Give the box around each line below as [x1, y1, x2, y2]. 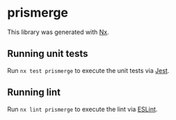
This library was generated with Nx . [7, 28, 109, 36]
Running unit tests [7, 48, 88, 60]
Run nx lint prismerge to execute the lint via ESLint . [7, 105, 158, 113]
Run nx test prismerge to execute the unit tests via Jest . [7, 66, 170, 74]
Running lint [7, 87, 61, 98]
